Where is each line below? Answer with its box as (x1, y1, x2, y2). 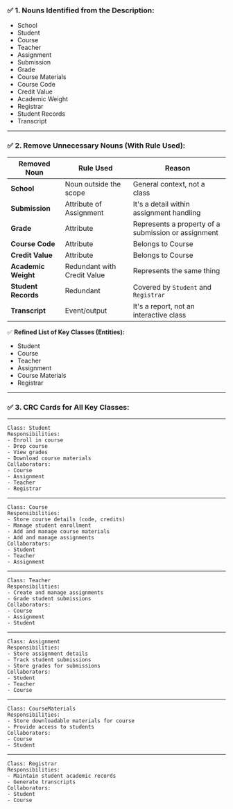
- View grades (7, 449, 49, 455)
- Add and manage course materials (7, 528, 110, 535)
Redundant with (64, 261, 116, 271)
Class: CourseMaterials (7, 705, 76, 712)
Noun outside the (64, 179, 121, 189)
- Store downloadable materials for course (7, 717, 135, 724)
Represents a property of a (132, 219, 221, 229)
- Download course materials (7, 455, 92, 462)
